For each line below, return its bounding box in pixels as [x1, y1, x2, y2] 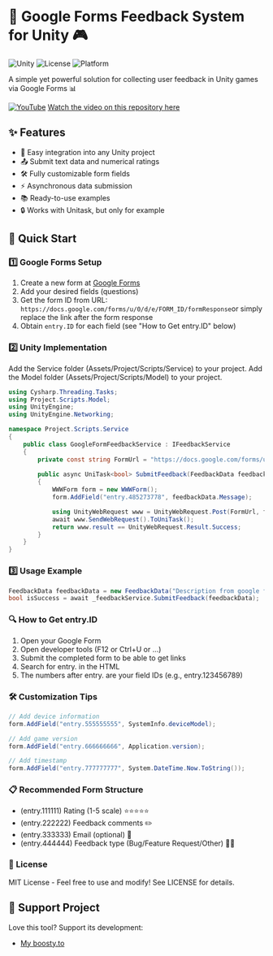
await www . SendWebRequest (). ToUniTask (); [51, 515, 195, 523]
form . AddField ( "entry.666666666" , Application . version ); [8, 742, 206, 751]
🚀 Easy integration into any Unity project [19, 147, 155, 157]
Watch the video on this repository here [47, 102, 180, 112]
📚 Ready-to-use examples [19, 192, 110, 202]
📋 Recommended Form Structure [8, 784, 144, 795]
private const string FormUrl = [37, 455, 148, 464]
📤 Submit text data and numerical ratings [19, 156, 160, 166]
